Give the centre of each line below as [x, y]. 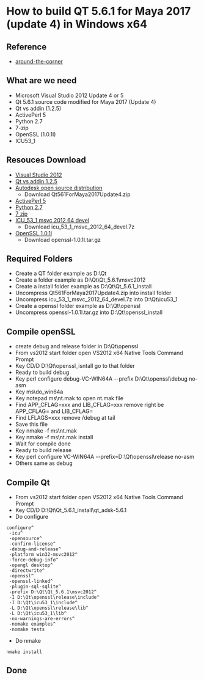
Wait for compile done [43, 444]
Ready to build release [43, 450]
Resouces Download [46, 160]
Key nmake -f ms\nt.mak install [54, 437]
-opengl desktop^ [31, 565]
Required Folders [40, 259]
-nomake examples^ [32, 624]
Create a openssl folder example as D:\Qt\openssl [78, 306]
